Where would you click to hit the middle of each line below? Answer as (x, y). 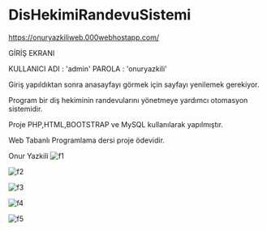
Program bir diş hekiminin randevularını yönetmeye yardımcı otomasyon (128, 100)
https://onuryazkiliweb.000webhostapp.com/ (84, 37)
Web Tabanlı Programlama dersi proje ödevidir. (86, 140)
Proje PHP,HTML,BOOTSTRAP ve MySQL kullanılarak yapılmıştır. (116, 124)
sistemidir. (26, 109)
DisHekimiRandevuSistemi (100, 15)
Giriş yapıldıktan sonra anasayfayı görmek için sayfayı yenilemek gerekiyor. (134, 84)
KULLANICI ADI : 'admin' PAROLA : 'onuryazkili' (88, 68)
